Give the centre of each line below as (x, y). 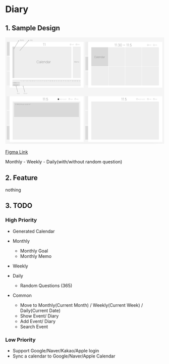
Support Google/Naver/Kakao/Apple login (56, 350)
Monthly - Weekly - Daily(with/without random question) (64, 162)
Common (22, 295)
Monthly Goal (34, 251)
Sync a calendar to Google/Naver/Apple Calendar (64, 356)
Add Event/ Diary (38, 321)
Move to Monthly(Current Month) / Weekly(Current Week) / (81, 305)
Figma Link (17, 152)
